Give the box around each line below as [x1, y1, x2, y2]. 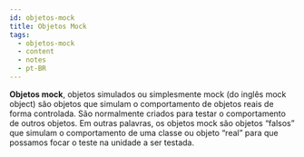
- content [17, 47, 54, 56]
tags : [9, 30, 30, 39]
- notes [17, 55, 47, 64]
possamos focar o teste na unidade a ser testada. [9, 137, 195, 148]
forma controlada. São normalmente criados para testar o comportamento [9, 108, 286, 119]
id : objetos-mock [9, 13, 75, 23]
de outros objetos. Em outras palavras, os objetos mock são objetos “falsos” [9, 117, 295, 128]
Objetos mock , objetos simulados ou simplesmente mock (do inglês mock [9, 88, 287, 100]
